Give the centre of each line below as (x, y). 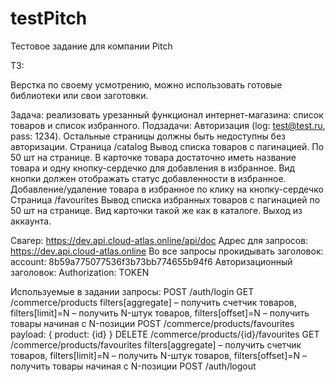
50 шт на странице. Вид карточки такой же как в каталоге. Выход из (156, 210)
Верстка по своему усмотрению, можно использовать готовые (146, 84)
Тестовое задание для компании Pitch (91, 46)
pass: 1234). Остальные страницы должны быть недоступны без (148, 136)
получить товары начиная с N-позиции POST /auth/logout (133, 366)
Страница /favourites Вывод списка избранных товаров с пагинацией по (165, 199)
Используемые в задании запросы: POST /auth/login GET (132, 291)
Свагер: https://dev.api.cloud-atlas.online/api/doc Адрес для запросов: (159, 240)
